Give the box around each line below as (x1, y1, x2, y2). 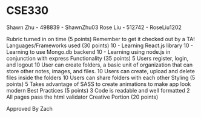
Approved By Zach (6, 105, 53, 112)
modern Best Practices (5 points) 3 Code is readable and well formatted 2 (6, 87, 190, 94)
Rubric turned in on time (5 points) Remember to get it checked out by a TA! (6, 35, 195, 42)
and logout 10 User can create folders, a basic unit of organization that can (6, 61, 193, 68)
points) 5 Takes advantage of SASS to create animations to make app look (6, 80, 191, 88)
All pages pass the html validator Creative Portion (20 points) (6, 93, 159, 100)
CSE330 (6, 4, 49, 18)
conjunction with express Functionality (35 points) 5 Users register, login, (6, 54, 189, 62)
